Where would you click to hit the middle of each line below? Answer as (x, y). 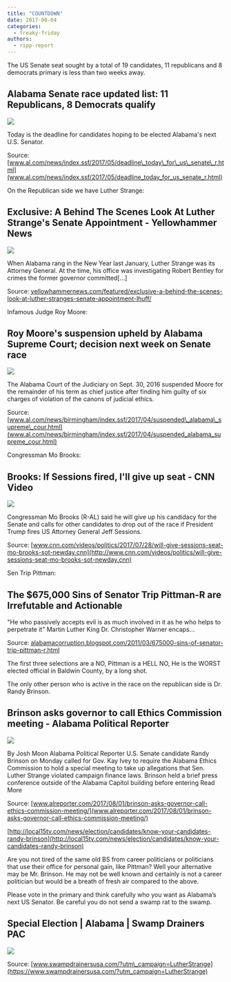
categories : (24, 26)
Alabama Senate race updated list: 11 (88, 94)
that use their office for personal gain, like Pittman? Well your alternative (110, 866)
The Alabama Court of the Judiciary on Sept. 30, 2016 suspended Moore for (115, 385)
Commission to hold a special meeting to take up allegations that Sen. (106, 768)
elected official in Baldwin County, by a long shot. (78, 671)
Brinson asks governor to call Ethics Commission (114, 713)
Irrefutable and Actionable (65, 605)
